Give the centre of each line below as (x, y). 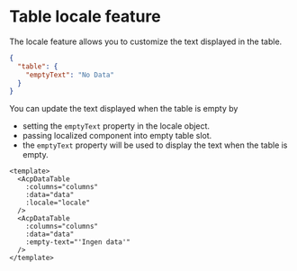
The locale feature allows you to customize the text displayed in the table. (146, 41)
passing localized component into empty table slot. (117, 136)
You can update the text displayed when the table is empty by (124, 109)
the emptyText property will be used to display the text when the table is (155, 145)
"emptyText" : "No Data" (70, 75)
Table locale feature (85, 17)
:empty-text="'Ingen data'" (78, 242)
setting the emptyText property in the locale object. (116, 126)
